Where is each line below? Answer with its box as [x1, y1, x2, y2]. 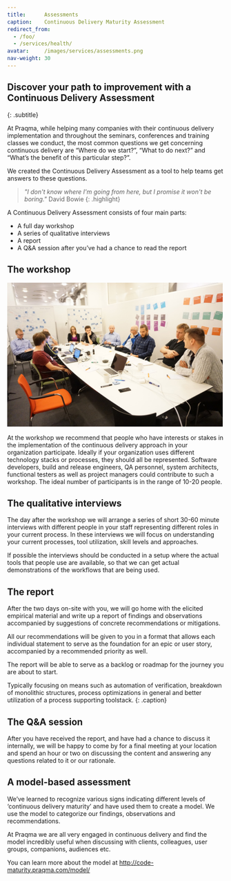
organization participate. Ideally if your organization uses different [7, 448, 194, 456]
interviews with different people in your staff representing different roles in [7, 523, 219, 532]
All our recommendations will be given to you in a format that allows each [7, 633, 216, 641]
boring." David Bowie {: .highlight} [23, 194, 121, 203]
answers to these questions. [7, 174, 88, 183]
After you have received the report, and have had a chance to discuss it [7, 734, 210, 743]
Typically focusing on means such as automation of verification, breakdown [7, 681, 222, 689]
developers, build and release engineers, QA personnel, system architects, [7, 463, 219, 471]
